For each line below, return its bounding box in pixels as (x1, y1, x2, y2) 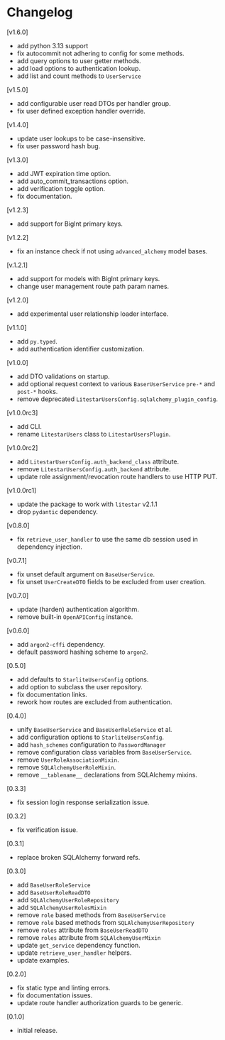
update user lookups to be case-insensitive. (16, 134, 146, 143)
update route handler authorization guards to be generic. (16, 998, 184, 1007)
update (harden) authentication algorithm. (16, 605, 140, 613)
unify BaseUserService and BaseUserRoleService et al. (16, 725, 172, 733)
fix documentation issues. (16, 991, 93, 1000)
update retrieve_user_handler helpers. (16, 948, 132, 957)
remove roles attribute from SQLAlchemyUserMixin (16, 933, 161, 941)
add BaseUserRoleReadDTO (16, 888, 91, 897)
